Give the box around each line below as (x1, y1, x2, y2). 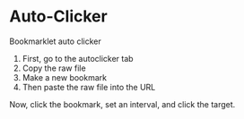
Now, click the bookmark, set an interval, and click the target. (9, 98, 236, 109)
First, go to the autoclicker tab (22, 53, 134, 64)
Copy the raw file (22, 63, 87, 73)
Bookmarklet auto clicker (9, 36, 101, 47)
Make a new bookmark (22, 72, 108, 82)
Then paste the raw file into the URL (22, 81, 156, 92)
